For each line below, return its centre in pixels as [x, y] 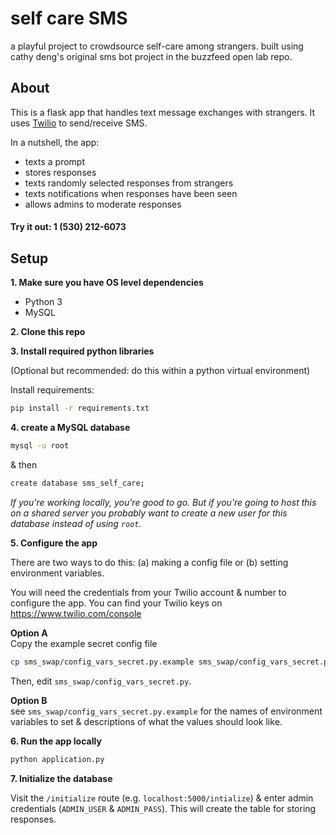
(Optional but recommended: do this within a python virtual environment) [160, 371]
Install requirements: [52, 390]
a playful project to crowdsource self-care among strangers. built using [157, 46]
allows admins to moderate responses [103, 204]
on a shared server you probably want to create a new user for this [149, 513]
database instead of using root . [76, 523]
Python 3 [43, 302]
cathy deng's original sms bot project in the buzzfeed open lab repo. [151, 56]
